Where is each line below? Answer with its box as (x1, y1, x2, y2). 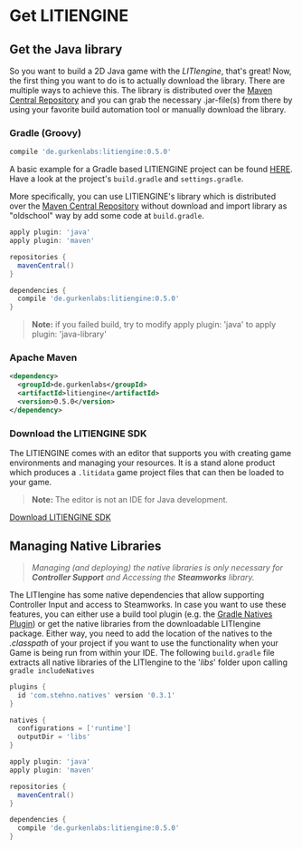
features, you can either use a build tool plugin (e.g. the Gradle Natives (9, 609, 273, 620)
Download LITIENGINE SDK (9, 512, 111, 522)
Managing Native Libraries (9, 538, 162, 553)
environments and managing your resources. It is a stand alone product (9, 457, 276, 468)
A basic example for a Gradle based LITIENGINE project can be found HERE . (9, 164, 294, 175)
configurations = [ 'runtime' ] (17, 724, 131, 733)
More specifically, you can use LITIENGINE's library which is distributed (9, 191, 277, 202)
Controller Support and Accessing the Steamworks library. (31, 571, 255, 582)
